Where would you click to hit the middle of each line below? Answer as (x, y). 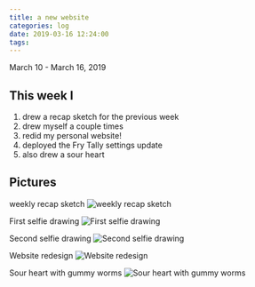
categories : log (39, 26)
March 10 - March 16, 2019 (58, 68)
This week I (41, 96)
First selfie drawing (44, 221)
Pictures (33, 183)
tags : (19, 42)
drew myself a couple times (73, 126)
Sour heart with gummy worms (66, 273)
